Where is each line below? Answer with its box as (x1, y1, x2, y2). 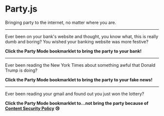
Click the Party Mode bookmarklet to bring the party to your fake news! (5, 77, 153, 82)
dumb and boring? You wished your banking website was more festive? (5, 39, 149, 44)
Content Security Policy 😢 (5, 105, 60, 111)
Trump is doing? (5, 67, 38, 73)
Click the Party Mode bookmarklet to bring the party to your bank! (5, 48, 142, 54)
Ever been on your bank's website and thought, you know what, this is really (5, 33, 159, 39)
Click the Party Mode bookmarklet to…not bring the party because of (5, 100, 149, 106)
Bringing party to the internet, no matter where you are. (5, 19, 116, 25)
